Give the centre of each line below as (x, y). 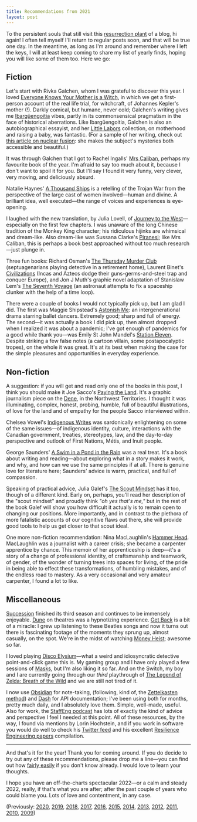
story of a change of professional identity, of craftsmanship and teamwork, (96, 556)
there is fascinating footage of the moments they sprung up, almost (87, 632)
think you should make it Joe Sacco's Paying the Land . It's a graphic (89, 392)
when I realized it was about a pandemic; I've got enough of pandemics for (96, 328)
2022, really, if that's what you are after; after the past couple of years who (97, 789)
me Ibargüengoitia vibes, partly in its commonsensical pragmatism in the (94, 116)
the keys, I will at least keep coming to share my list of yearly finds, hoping (96, 52)
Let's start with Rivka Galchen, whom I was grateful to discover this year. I (95, 91)
